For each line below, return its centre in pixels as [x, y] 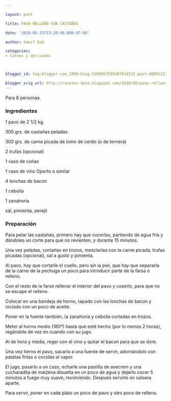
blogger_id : [18, 74]
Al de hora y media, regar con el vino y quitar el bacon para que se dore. [81, 342]
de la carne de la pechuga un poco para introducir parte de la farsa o [78, 271]
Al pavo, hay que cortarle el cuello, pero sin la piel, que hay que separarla [82, 266]
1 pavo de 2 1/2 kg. [25, 122]
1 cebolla [15, 191]
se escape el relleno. [27, 292]
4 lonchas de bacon [26, 181]
